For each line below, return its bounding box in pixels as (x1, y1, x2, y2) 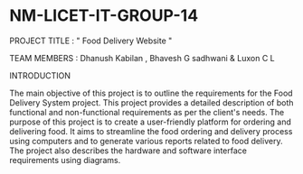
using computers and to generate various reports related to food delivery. (9, 135, 283, 146)
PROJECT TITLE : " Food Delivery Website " (9, 35, 173, 46)
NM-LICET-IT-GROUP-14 (9, 5, 199, 26)
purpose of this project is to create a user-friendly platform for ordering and (9, 116, 291, 127)
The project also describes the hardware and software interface (9, 145, 247, 156)
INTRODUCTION (9, 69, 71, 81)
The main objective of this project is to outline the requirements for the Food (9, 87, 293, 98)
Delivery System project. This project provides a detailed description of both (9, 96, 294, 108)
